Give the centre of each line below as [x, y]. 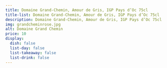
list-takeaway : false [33, 53]
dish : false [23, 43]
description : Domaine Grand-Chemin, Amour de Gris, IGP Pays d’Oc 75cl [83, 19]
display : [15, 39]
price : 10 [16, 34]
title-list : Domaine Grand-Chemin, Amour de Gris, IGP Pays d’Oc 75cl [82, 15]
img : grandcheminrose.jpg [33, 24]
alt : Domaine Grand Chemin [34, 29]
